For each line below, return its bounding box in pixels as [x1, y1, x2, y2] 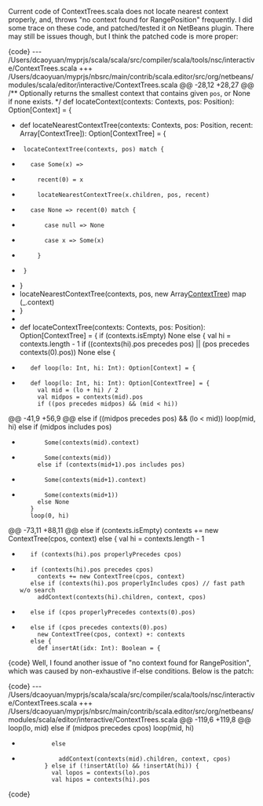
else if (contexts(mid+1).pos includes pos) [37, 461, 186, 469]
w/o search [19, 586, 56, 594]
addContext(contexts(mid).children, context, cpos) [58, 755, 232, 763]
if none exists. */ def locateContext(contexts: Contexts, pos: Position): [8, 97, 235, 106]
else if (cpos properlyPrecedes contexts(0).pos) [30, 608, 196, 616]
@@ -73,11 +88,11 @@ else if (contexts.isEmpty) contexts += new [8, 526, 219, 534]
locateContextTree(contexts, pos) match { [23, 145, 165, 153]
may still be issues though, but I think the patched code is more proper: [8, 31, 239, 41]
